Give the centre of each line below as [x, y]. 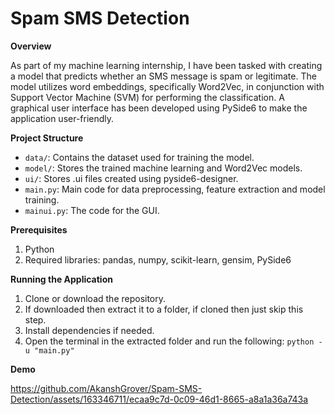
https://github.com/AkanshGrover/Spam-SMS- [106, 388]
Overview [31, 46]
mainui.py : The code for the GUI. [92, 210]
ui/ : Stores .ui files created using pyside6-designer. [131, 178]
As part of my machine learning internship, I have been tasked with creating [166, 65]
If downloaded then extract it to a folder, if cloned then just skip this [164, 309]
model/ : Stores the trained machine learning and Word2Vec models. [163, 168]
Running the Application [61, 279]
